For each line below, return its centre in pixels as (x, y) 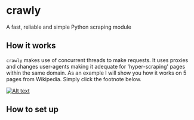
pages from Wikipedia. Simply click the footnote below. (74, 79)
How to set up (32, 110)
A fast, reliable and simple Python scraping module (69, 27)
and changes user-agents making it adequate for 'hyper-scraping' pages (96, 66)
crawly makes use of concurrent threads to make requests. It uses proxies (97, 60)
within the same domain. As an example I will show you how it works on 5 (96, 73)
